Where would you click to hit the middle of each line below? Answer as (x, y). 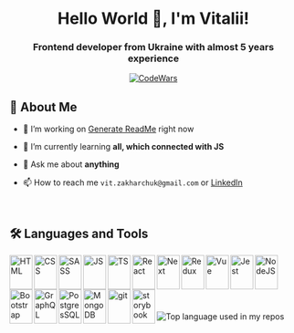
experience (153, 58)
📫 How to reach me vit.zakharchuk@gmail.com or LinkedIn (133, 182)
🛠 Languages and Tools (79, 233)
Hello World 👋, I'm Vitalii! (153, 19)
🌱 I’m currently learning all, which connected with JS (123, 147)
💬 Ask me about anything (71, 164)
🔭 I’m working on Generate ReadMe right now (108, 129)
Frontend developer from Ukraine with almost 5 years (153, 47)
